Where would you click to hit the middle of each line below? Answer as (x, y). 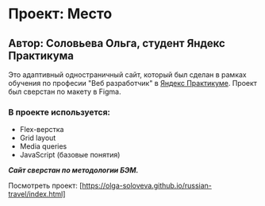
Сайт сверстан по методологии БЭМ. (73, 170)
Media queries (43, 146)
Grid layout (38, 138)
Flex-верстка (42, 130)
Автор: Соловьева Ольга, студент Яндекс (117, 43)
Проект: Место (60, 14)
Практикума (41, 55)
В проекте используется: (60, 112)
